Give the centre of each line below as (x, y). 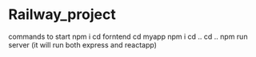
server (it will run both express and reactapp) (83, 44)
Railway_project (62, 15)
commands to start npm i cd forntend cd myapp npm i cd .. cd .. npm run (128, 36)
